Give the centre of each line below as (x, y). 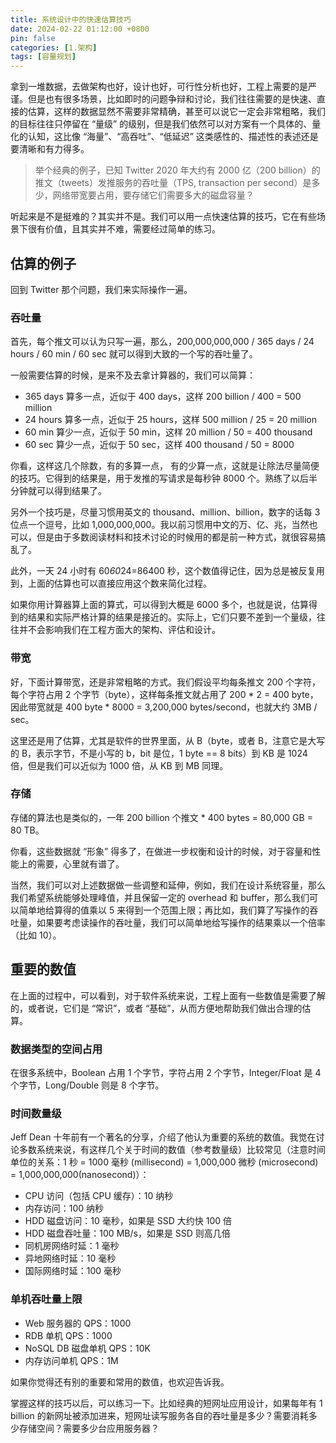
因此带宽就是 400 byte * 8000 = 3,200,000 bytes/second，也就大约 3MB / (164, 707)
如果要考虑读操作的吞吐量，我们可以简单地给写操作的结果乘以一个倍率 (181, 922)
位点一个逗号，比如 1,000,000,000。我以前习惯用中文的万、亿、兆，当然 (160, 525)
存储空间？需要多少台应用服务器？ (89, 1428)
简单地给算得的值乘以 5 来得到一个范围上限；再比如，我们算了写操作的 (164, 910)
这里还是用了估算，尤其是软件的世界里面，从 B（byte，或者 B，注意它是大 (163, 740)
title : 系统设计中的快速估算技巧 (71, 19)
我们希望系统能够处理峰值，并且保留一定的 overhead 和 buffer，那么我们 (160, 897)
